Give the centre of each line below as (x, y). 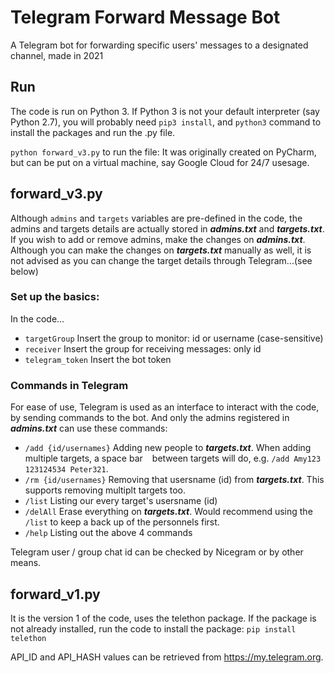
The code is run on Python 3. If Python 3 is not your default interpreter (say (165, 111)
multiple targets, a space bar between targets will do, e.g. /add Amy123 (173, 458)
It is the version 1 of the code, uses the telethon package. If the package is (163, 618)
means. (26, 563)
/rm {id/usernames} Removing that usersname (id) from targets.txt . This (174, 480)
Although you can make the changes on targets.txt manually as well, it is (161, 250)
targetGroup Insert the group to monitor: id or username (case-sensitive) (174, 338)
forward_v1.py (55, 594)
